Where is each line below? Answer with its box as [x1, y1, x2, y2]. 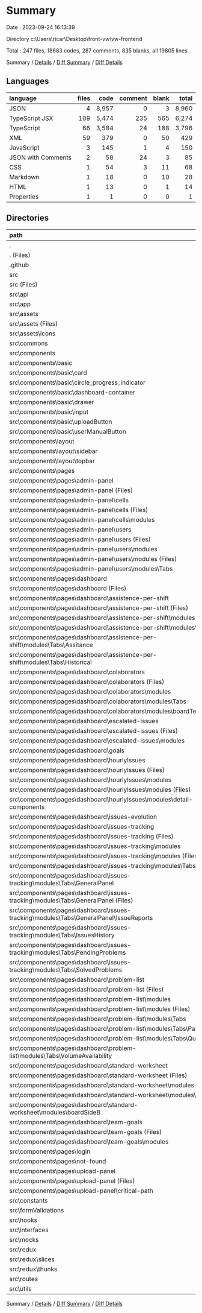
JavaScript [9, 143, 40, 151]
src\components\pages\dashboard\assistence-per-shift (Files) [9, 604, 188, 612]
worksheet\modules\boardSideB [9, 1108, 101, 1116]
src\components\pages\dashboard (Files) [9, 584, 127, 592]
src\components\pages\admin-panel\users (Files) [9, 535, 151, 543]
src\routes [9, 1274, 38, 1283]
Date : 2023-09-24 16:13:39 [6, 24, 75, 31]
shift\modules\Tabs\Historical [9, 658, 92, 666]
